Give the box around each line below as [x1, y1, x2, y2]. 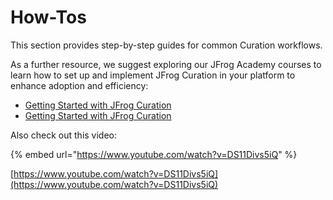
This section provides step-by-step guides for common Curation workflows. [10, 39, 323, 51]
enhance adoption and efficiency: [10, 79, 149, 91]
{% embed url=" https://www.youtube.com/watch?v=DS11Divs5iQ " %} [10, 148, 298, 160]
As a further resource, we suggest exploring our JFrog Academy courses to [10, 58, 322, 70]
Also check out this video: [10, 129, 118, 141]
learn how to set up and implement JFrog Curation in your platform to [10, 69, 296, 81]
